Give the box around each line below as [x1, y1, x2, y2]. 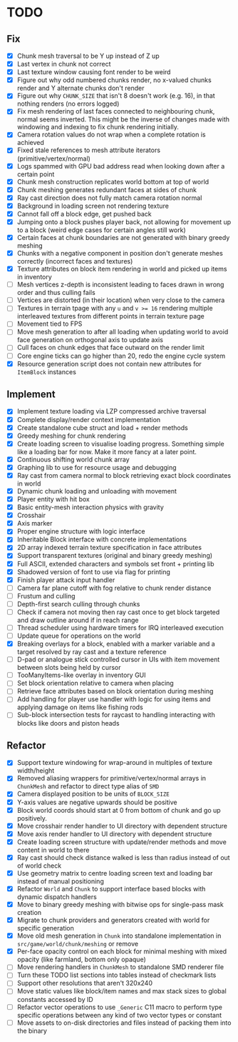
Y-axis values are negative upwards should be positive [16, 798, 177, 806]
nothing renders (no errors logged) [16, 99, 120, 108]
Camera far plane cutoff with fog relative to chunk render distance [16, 583, 212, 592]
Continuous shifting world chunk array [16, 455, 130, 464]
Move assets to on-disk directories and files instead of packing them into [16, 1018, 232, 1027]
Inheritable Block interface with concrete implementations [16, 535, 187, 543]
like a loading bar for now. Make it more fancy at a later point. [16, 447, 197, 456]
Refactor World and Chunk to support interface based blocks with [16, 884, 206, 893]
